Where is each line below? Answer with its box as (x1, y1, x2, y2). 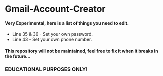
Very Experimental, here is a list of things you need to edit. (5, 20, 129, 26)
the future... (5, 53, 31, 59)
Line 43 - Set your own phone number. (12, 36, 92, 43)
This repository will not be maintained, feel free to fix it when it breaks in (5, 48, 158, 54)
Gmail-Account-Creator (5, 3, 106, 15)
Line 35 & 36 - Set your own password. (12, 31, 93, 37)
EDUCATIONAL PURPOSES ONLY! (5, 66, 88, 73)
